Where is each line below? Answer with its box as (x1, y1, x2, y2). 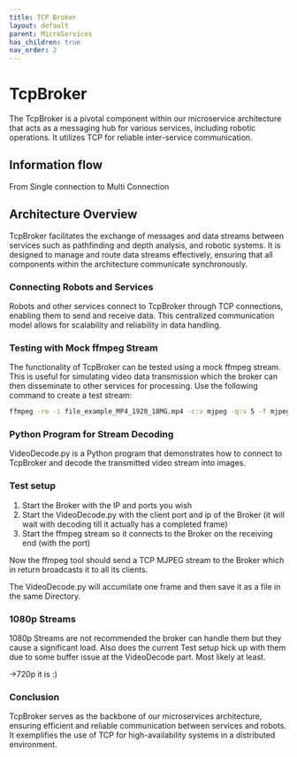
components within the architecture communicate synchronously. (9, 259, 248, 269)
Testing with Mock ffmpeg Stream (9, 342, 158, 354)
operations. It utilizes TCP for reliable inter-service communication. (9, 132, 254, 143)
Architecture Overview (9, 207, 138, 222)
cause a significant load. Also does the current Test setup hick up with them (9, 643, 286, 653)
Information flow (9, 158, 103, 173)
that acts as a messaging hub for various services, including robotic (9, 123, 256, 134)
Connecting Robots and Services (9, 281, 154, 293)
